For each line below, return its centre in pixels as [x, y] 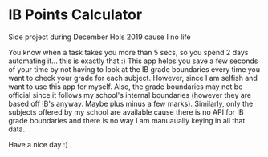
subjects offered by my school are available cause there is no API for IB [126, 112]
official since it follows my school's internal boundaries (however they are [130, 95]
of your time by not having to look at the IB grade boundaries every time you [134, 69]
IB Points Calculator [75, 15]
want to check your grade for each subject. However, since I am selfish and [133, 78]
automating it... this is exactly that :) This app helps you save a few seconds [133, 61]
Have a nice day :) [38, 144]
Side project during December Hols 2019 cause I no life [99, 37]
